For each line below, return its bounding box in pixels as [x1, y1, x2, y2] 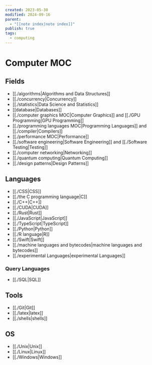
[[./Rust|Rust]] [12, 210, 42, 216]
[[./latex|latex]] [12, 310, 44, 316]
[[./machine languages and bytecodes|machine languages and [12, 241, 142, 248]
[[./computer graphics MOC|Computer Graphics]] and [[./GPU [12, 112, 140, 118]
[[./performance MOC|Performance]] [12, 133, 89, 139]
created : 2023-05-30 [5, 7, 49, 13]
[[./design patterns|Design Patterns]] [12, 160, 89, 166]
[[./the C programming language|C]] [12, 194, 87, 200]
